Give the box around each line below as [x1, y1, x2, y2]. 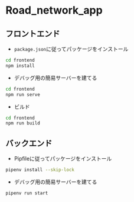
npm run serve [5, 91, 41, 98]
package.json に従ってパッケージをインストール [14, 46, 129, 52]
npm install [5, 63, 35, 69]
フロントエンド [5, 28, 60, 39]
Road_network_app [5, 4, 103, 17]
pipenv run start [5, 190, 48, 196]
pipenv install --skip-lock [5, 167, 75, 173]
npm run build [5, 120, 41, 126]
